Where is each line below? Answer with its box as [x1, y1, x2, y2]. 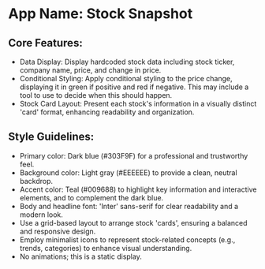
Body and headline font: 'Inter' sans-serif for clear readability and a [19, 201, 239, 211]
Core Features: [8, 36, 83, 50]
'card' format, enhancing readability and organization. [19, 107, 195, 117]
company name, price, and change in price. [19, 65, 162, 75]
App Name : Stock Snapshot [8, 5, 193, 23]
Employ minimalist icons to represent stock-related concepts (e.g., [19, 234, 236, 245]
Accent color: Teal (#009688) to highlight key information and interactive [19, 185, 257, 194]
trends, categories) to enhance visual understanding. [19, 243, 192, 252]
